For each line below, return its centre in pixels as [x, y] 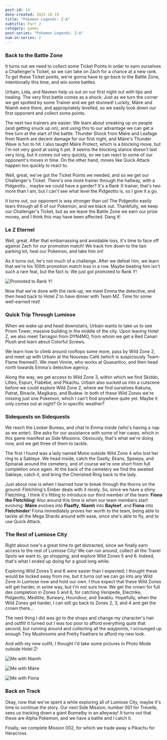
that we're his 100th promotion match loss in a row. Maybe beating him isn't [83, 267]
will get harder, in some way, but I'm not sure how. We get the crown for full [83, 587]
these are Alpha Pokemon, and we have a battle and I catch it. [69, 718]
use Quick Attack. [23, 522]
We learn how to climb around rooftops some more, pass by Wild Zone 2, [80, 351]
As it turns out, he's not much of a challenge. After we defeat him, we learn [82, 261]
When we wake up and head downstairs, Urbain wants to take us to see [79, 326]
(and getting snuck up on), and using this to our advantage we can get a [79, 128]
